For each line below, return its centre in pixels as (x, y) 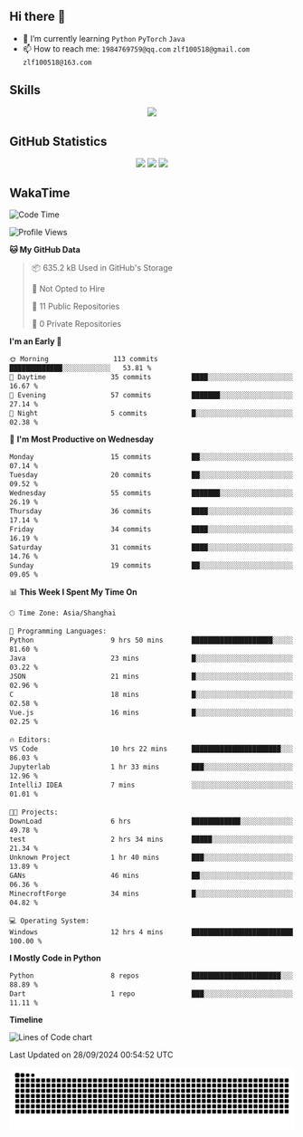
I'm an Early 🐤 (36, 341)
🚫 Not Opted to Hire (68, 289)
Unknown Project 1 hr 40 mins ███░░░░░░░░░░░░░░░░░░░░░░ (151, 858)
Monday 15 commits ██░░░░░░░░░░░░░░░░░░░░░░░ (151, 457)
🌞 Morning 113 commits (84, 359)
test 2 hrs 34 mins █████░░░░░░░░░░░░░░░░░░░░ (151, 840)
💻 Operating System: (50, 921)
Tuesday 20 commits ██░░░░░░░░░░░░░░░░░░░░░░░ (151, 475)
